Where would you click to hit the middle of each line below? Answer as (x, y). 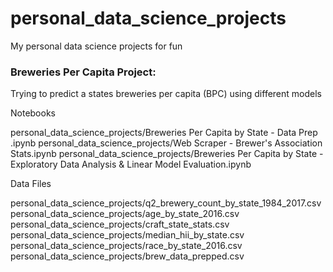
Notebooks (33, 113)
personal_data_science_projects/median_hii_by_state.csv (127, 235)
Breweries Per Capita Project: (83, 72)
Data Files (31, 184)
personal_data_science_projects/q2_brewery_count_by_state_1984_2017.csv (166, 203)
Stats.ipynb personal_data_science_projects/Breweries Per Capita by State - (167, 154)
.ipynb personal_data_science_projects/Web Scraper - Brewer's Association (166, 143)
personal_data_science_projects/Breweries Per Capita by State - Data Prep (164, 133)
